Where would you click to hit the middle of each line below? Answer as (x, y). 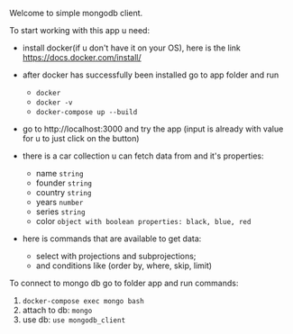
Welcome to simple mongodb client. (76, 13)
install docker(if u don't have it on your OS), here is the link (131, 48)
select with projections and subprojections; (116, 256)
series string (60, 212)
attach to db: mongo (57, 310)
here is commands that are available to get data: (112, 239)
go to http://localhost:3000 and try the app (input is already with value (153, 129)
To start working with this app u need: (80, 30)
